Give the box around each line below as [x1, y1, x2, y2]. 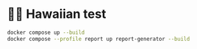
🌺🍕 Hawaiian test [7, 6, 106, 22]
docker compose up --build [7, 29, 85, 36]
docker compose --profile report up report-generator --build [7, 35, 190, 42]
